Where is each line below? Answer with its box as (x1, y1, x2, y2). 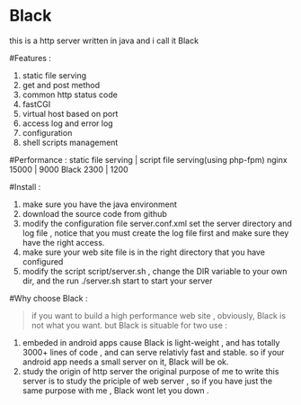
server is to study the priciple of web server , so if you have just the (22, 375, 272, 386)
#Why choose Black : (9, 292, 88, 303)
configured (22, 256, 64, 266)
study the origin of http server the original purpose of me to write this (22, 365, 279, 376)
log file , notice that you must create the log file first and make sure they (22, 227, 289, 238)
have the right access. (22, 237, 105, 247)
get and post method (22, 79, 101, 90)
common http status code (22, 89, 119, 100)
